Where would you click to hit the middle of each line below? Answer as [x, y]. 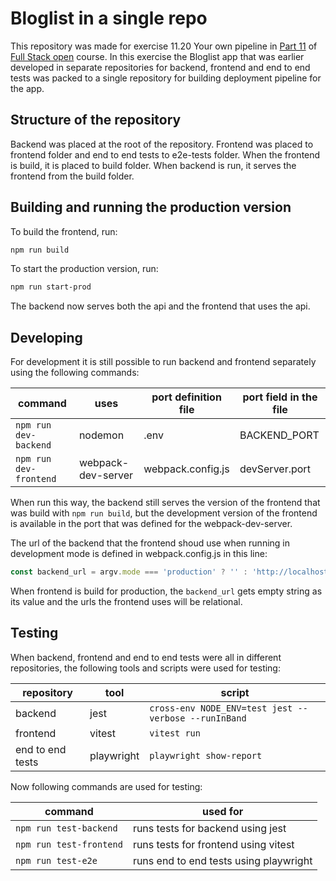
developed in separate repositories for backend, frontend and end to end [160, 67]
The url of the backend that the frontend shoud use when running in [150, 543]
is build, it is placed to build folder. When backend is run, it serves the [153, 165]
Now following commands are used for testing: [106, 786]
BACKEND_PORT [279, 435]
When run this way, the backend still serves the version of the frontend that [165, 503]
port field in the [280, 397]
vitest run [175, 733]
